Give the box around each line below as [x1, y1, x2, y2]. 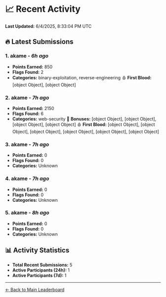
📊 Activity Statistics [5, 246, 70, 255]
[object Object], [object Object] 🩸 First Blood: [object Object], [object [12, 121, 155, 127]
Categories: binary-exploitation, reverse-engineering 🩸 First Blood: [12, 74, 152, 80]
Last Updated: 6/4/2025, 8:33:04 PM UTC [5, 23, 92, 29]
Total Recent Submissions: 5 [12, 262, 73, 268]
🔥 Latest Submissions [5, 38, 74, 46]
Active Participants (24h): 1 [12, 267, 70, 273]
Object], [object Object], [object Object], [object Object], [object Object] [12, 128, 160, 134]
